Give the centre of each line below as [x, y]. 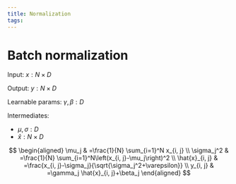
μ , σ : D [28, 129]
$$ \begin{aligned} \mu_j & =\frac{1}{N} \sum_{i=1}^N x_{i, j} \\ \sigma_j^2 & [119, 151]
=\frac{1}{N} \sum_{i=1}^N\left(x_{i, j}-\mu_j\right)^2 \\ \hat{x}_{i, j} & [119, 158]
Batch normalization [68, 55]
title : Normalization [39, 14]
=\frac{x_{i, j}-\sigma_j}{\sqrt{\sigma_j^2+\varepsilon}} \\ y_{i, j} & [119, 166]
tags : [15, 20]
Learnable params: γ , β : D [46, 102]
